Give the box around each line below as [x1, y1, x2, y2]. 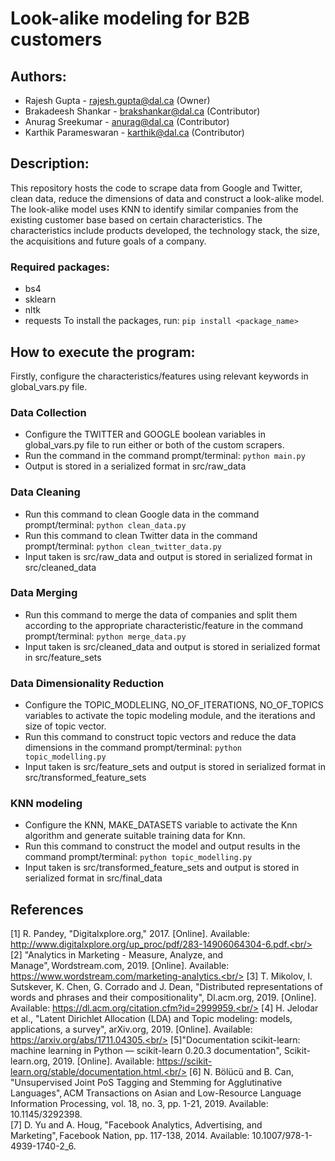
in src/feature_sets [24, 651, 102, 663]
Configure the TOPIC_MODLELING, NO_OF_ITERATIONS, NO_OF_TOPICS [24, 699, 324, 711]
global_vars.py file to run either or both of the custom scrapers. [24, 439, 285, 451]
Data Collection [10, 405, 87, 419]
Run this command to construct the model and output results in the [24, 840, 301, 852]
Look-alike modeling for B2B [10, 7, 250, 30]
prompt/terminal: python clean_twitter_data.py [24, 540, 222, 552]
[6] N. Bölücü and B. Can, [189, 1066, 294, 1078]
